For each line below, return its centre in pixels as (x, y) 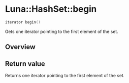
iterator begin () (23, 22)
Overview (20, 47)
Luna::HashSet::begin (51, 9)
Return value (25, 64)
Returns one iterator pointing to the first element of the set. (65, 76)
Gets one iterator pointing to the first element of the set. (62, 31)
